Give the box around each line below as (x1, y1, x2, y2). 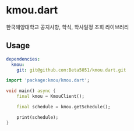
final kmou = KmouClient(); (16, 94, 84, 100)
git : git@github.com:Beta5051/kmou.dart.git (16, 67, 126, 73)
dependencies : (6, 56, 41, 62)
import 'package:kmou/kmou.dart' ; (6, 77, 90, 83)
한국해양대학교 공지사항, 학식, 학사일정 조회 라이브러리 (6, 23, 129, 30)
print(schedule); (16, 114, 59, 120)
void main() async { (6, 88, 57, 94)
